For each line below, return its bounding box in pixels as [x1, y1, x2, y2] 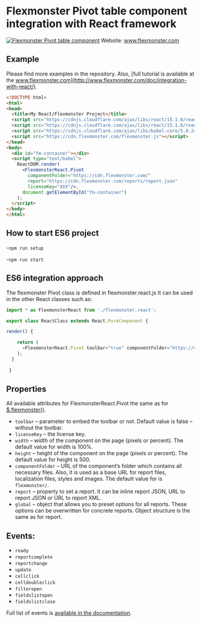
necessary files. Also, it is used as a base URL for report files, [14, 469, 167, 476]
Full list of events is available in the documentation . [6, 609, 132, 617]
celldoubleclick [14, 580, 56, 586]
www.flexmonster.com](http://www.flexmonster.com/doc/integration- [15, 76, 187, 83]
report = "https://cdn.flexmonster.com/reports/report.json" [28, 178, 178, 184]
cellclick [14, 573, 40, 579]
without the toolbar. [14, 424, 63, 431]
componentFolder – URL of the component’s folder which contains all [14, 462, 182, 470]
